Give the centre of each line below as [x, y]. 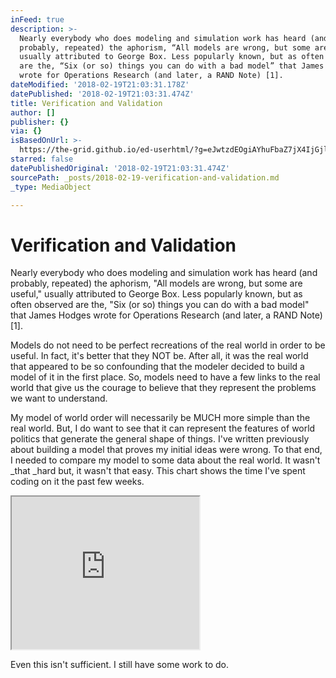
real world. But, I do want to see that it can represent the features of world [163, 428]
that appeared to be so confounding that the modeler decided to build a [157, 367]
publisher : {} [40, 122]
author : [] [33, 112]
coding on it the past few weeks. [77, 482]
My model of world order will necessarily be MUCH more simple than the [160, 418]
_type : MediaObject [51, 187]
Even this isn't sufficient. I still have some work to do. [120, 665]
